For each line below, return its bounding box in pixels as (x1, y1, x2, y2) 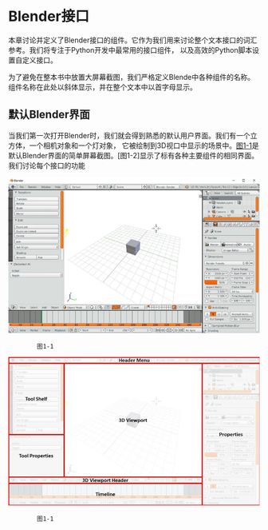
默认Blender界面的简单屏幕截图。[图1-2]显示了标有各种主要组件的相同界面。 (8, 150, 259, 160)
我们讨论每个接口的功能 (8, 161, 85, 170)
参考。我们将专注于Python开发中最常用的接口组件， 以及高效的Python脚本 (8, 45, 253, 54)
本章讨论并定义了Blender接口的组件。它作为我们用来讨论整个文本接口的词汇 (8, 35, 258, 45)
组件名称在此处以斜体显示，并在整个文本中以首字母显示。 (8, 82, 197, 92)
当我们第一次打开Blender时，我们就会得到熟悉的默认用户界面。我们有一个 (8, 130, 250, 140)
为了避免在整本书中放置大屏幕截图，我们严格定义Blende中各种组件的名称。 (8, 72, 255, 82)
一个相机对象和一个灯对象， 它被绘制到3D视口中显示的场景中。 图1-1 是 (29, 141, 259, 150)
